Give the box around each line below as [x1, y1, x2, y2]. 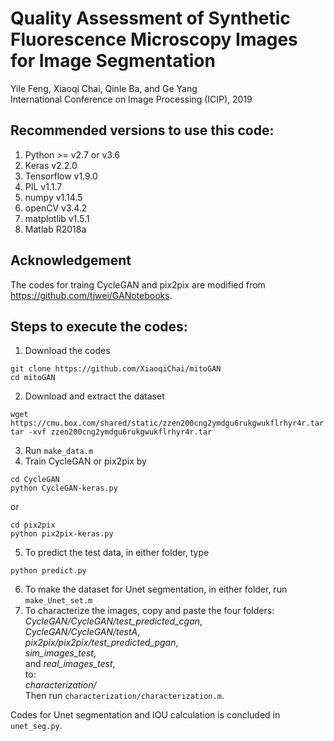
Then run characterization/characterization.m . [24, 690, 225, 702]
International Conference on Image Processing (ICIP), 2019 [10, 93, 253, 105]
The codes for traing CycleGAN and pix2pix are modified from [10, 278, 266, 291]
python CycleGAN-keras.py [10, 483, 118, 494]
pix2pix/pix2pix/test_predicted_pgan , [24, 637, 179, 649]
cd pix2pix [10, 520, 56, 531]
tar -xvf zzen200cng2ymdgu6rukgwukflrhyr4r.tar [10, 427, 213, 437]
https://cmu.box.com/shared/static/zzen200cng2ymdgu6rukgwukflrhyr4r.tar [10, 418, 325, 429]
